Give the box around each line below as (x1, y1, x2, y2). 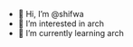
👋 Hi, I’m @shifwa (17, 9, 84, 19)
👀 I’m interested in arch (17, 18, 104, 29)
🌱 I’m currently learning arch (17, 28, 124, 38)
